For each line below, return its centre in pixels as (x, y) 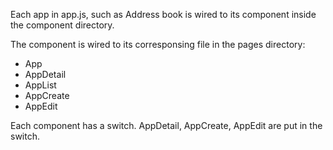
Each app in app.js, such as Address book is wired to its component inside (163, 14)
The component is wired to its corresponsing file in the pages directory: (158, 44)
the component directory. (62, 25)
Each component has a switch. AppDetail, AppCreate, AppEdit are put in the (166, 125)
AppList (40, 85)
